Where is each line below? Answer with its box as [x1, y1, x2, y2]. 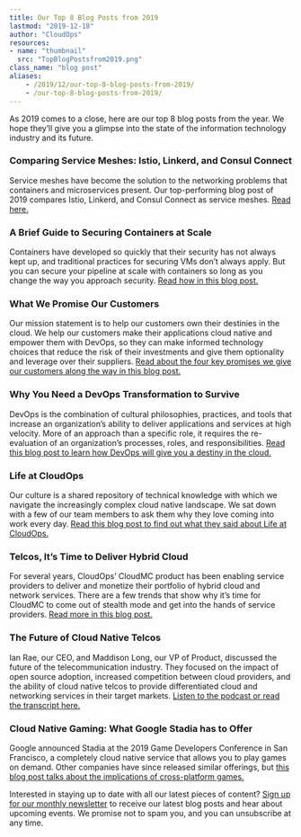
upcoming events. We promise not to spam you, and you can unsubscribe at [9, 807, 292, 818]
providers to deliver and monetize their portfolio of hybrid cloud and [9, 581, 261, 592]
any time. [9, 817, 44, 828]
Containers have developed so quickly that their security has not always [9, 246, 277, 257]
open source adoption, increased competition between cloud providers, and [9, 671, 291, 681]
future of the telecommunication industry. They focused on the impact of [9, 662, 279, 672]
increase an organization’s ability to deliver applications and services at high [9, 418, 292, 429]
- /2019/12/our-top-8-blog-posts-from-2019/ [25, 80, 195, 89]
